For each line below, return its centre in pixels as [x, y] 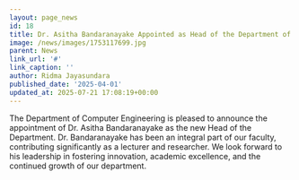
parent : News [34, 51]
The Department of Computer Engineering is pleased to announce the [138, 118]
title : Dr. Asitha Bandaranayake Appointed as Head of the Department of [150, 34]
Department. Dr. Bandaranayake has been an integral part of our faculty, [143, 137]
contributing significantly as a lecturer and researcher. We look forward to [146, 146]
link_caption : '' [42, 68]
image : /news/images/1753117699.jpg [78, 43]
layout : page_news [44, 17]
